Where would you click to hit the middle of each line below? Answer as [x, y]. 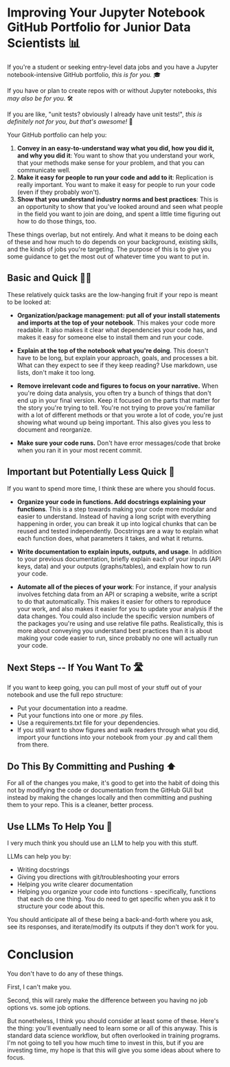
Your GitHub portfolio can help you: [57, 135]
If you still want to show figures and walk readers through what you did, [118, 730]
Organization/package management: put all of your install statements [118, 315]
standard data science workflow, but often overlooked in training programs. [114, 1035]
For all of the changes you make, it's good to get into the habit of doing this [113, 783]
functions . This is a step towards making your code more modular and [117, 509]
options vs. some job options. [49, 1007]
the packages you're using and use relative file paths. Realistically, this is [120, 623]
